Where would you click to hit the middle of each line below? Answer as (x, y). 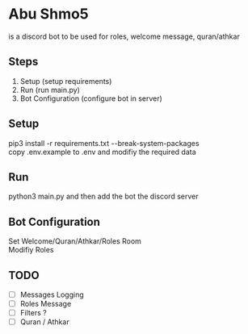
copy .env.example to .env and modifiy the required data (102, 152)
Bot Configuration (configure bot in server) (91, 98)
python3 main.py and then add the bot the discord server (103, 196)
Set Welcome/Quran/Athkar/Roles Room (75, 241)
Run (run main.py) (50, 90)
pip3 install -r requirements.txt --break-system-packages (104, 143)
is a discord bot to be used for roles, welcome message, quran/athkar (124, 36)
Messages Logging (52, 294)
